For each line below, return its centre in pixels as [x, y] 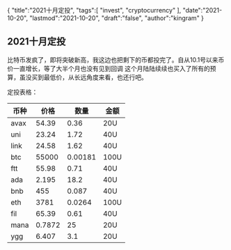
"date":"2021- [202, 10]
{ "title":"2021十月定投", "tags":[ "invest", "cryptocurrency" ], [94, 10]
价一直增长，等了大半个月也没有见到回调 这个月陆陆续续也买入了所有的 [109, 68]
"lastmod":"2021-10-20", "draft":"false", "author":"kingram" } [117, 18]
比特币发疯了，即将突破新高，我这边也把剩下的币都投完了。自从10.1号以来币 [116, 60]
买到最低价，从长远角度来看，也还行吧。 [89, 77]
